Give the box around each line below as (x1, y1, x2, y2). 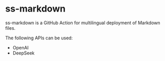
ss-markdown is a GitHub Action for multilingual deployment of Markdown (5, 20, 160, 26)
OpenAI (12, 44, 29, 50)
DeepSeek (12, 50, 35, 56)
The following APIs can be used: (5, 35, 73, 41)
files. (5, 25, 16, 31)
